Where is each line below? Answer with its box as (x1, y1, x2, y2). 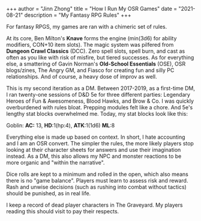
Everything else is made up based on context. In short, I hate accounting (6, 133, 185, 141)
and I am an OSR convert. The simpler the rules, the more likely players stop (6, 140, 194, 147)
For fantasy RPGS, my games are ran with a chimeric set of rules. (6, 23, 167, 30)
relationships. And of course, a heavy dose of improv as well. (6, 73, 157, 80)
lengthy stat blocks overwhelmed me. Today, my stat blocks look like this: (6, 110, 188, 117)
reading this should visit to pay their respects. (6, 208, 119, 215)
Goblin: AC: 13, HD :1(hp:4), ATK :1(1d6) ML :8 (6, 122, 115, 129)
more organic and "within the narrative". (6, 159, 105, 166)
